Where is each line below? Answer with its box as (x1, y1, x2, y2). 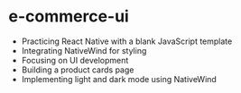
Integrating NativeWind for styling (21, 45, 147, 55)
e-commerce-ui (8, 6, 130, 27)
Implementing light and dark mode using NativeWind (21, 73, 218, 84)
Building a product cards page (21, 64, 134, 75)
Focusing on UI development (21, 55, 129, 65)
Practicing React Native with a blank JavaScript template (21, 36, 233, 46)
